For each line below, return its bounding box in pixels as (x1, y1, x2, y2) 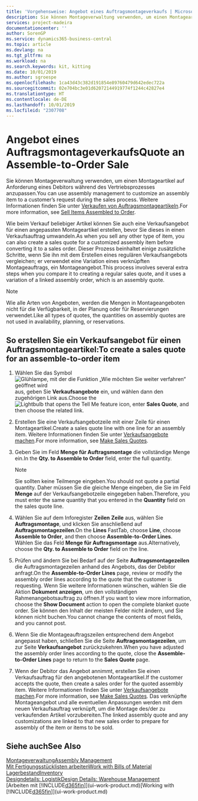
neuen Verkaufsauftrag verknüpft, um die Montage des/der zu (14, 705, 166, 713)
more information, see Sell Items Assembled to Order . (6, 209, 136, 216)
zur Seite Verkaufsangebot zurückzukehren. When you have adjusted (14, 644, 184, 651)
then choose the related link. (14, 407, 84, 414)
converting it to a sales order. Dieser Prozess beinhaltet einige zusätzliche (6, 245, 186, 252)
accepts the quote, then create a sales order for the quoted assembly (14, 680, 183, 687)
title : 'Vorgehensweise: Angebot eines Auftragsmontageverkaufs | (6, 8, 173, 15)
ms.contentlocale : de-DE (6, 96, 67, 102)
